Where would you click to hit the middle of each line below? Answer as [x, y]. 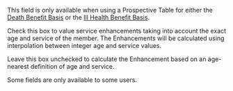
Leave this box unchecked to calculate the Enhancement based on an [107, 59]
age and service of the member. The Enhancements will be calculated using [116, 38]
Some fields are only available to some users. [72, 80]
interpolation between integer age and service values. [85, 45]
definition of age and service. [72, 66]
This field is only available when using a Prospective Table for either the [110, 10]
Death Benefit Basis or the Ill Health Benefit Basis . [79, 17]
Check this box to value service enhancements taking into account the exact [117, 31]
